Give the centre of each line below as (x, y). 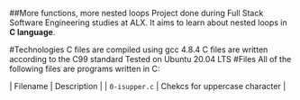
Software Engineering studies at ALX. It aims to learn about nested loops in (149, 23)
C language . (32, 32)
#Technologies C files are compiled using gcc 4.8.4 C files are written (139, 50)
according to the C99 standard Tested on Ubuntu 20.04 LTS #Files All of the (150, 59)
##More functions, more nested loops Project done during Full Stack (136, 13)
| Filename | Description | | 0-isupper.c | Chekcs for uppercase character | (148, 86)
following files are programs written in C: (85, 68)
